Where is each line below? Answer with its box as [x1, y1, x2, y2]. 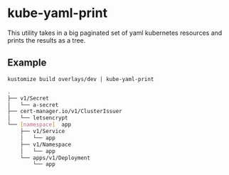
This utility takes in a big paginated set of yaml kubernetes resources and [7, 28, 223, 37]
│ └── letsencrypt [7, 115, 69, 122]
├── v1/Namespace [20, 141, 72, 148]
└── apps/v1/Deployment [20, 154, 91, 161]
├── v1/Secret [7, 95, 50, 102]
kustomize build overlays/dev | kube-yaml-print [7, 75, 154, 83]
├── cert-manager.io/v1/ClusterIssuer [7, 108, 122, 115]
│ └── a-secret [7, 101, 59, 108]
